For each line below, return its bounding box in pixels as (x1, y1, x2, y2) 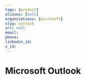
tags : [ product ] (5, 7, 39, 12)
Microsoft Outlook (5, 65, 82, 77)
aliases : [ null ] (5, 12, 39, 17)
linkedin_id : (5, 39, 32, 44)
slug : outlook (5, 21, 35, 26)
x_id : (5, 44, 16, 49)
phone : (5, 35, 19, 40)
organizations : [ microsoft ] (5, 16, 63, 21)
